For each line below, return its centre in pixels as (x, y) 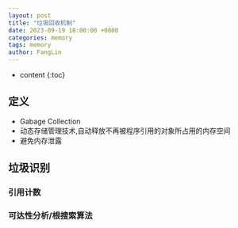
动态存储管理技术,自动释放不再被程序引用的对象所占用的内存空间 (125, 131)
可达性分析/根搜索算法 (50, 216)
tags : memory (30, 45)
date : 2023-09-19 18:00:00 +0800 (63, 30)
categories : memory (40, 38)
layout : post (30, 15)
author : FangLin (35, 52)
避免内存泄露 (40, 140)
